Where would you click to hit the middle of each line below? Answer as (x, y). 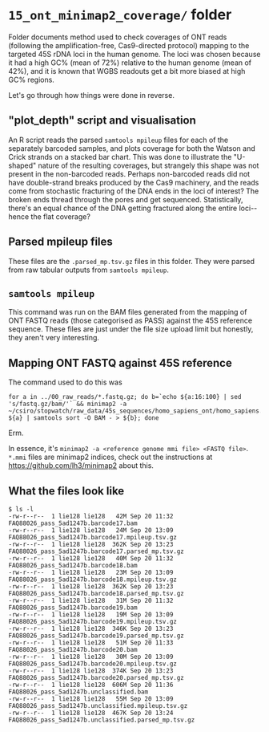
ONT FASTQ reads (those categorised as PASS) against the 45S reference (130, 321)
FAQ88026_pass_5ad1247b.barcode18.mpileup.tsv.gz (93, 579)
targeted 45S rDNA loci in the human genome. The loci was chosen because (134, 54)
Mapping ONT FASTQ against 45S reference (120, 363)
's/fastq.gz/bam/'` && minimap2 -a (68, 404)
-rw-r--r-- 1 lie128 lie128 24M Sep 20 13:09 (91, 531)
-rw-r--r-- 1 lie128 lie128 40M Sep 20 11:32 (91, 559)
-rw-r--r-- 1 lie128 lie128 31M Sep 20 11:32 (91, 600)
